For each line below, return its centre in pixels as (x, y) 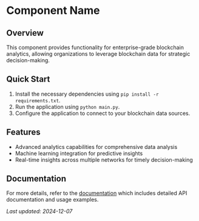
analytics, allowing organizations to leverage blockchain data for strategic (98, 54)
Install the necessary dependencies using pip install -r (87, 94)
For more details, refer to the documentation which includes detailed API (97, 193)
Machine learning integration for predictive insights (79, 153)
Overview (25, 33)
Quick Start (28, 79)
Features (23, 132)
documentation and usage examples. (52, 200)
